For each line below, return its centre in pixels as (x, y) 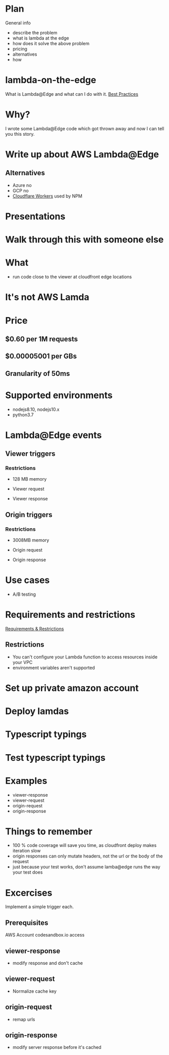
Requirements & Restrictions (35, 629)
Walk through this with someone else (84, 240)
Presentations (35, 216)
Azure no (22, 185)
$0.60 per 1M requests (42, 339)
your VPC (22, 662)
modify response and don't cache (48, 963)
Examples (26, 781)
